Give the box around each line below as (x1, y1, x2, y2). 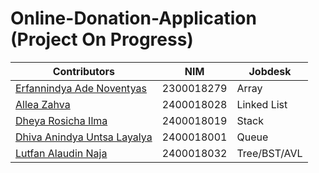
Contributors (52, 64, 116, 78)
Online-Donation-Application (10, 7, 257, 30)
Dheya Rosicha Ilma (15, 113, 108, 127)
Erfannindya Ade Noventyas (15, 81, 147, 95)
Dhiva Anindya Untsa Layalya (15, 130, 153, 144)
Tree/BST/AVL (236, 146, 303, 160)
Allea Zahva (15, 97, 71, 111)
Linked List (236, 97, 288, 111)
